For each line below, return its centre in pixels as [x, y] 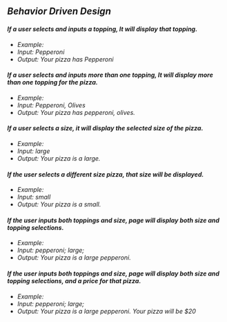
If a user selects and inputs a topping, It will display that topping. [102, 29]
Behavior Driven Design [59, 11]
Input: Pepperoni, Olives [51, 105]
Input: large [33, 151]
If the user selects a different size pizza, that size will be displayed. [106, 174]
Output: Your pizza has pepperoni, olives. [76, 112]
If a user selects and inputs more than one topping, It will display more [110, 75]
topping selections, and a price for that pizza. [74, 281]
